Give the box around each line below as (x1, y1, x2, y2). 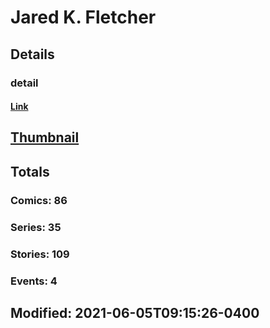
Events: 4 (10, 274, 58, 288)
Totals (10, 163, 50, 180)
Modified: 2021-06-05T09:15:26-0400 (10, 304, 260, 321)
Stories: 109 (10, 247, 70, 261)
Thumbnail (10, 129, 80, 146)
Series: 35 (10, 220, 62, 234)
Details (10, 46, 55, 63)
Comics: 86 (10, 193, 68, 207)
